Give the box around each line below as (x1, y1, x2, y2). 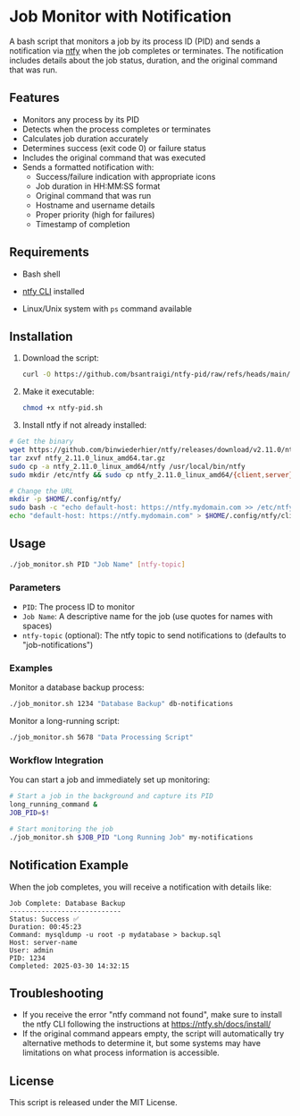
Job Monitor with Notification (9, 6, 232, 27)
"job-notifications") (21, 639, 94, 650)
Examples (9, 661, 54, 674)
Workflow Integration (9, 754, 104, 766)
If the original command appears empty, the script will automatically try (21, 1028, 285, 1039)
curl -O (21, 370, 51, 379)
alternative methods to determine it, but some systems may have (21, 1038, 262, 1049)
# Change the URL (9, 486, 74, 496)
